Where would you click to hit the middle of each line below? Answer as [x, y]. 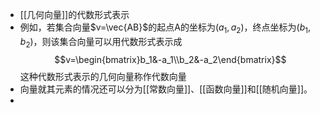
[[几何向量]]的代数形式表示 [74, 14]
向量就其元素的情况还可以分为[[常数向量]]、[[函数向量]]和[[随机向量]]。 [166, 89]
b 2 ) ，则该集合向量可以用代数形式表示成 [101, 42]
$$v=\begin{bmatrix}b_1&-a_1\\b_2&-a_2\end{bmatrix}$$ [170, 59]
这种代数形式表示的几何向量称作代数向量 [103, 76]
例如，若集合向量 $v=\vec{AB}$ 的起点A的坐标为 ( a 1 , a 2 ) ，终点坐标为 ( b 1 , [165, 28]
